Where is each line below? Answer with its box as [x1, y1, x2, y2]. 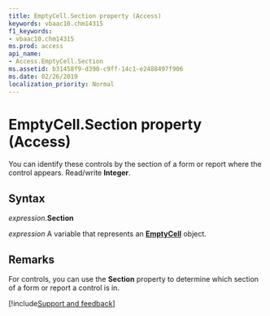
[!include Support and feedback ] [8, 299, 115, 309]
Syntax [8, 191, 46, 205]
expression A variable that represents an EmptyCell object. [8, 229, 207, 239]
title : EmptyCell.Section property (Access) [8, 11, 162, 20]
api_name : [8, 50, 42, 58]
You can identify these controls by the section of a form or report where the [8, 160, 262, 169]
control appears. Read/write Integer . [8, 168, 132, 178]
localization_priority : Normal [8, 80, 115, 88]
